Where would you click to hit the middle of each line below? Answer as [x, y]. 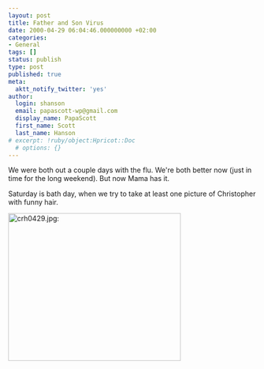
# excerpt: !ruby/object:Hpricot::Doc [72, 140]
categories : [28, 38]
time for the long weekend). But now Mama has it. [89, 179]
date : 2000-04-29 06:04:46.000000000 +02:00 [82, 30]
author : [21, 96]
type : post [26, 67]
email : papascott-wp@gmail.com [67, 111]
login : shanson [40, 104]
